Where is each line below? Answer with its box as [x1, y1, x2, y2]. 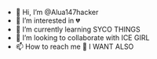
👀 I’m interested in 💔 [15, 16, 81, 25]
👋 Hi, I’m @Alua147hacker [15, 8, 99, 17]
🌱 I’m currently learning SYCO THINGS [15, 24, 141, 34]
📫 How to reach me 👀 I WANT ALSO [15, 42, 134, 51]
